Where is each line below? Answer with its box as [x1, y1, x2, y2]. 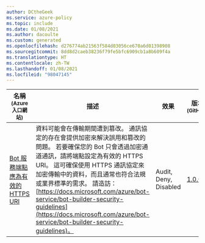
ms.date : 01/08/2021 [6, 26, 59, 32]
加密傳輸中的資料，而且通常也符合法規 [35, 170, 146, 179]
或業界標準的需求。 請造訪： [35, 180, 117, 188]
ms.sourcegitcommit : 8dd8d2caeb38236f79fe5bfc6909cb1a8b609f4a [6, 49, 171, 55]
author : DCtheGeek [6, 9, 53, 15]
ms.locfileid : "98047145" [6, 71, 72, 78]
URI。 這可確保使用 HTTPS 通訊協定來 [35, 161, 145, 170]
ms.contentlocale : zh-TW [6, 60, 70, 66]
